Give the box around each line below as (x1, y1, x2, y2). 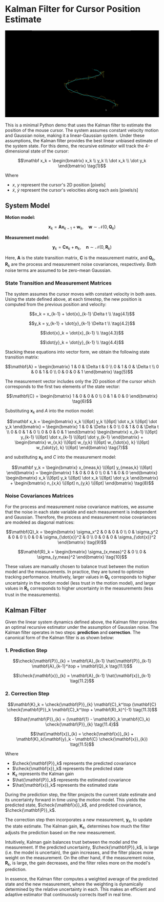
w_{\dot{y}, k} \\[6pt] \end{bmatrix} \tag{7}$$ (36, 444, 128, 450)
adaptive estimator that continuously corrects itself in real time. (5, 891, 132, 897)
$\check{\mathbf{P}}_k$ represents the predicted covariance (12, 760, 137, 766)
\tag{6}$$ (72, 398, 92, 404)
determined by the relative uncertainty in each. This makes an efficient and (5, 886, 156, 892)
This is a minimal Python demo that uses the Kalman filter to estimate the (5, 122, 152, 128)
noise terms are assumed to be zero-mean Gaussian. (5, 267, 112, 273)
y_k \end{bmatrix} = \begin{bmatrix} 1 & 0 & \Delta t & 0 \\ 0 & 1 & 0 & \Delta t (5, 423, 159, 430)
